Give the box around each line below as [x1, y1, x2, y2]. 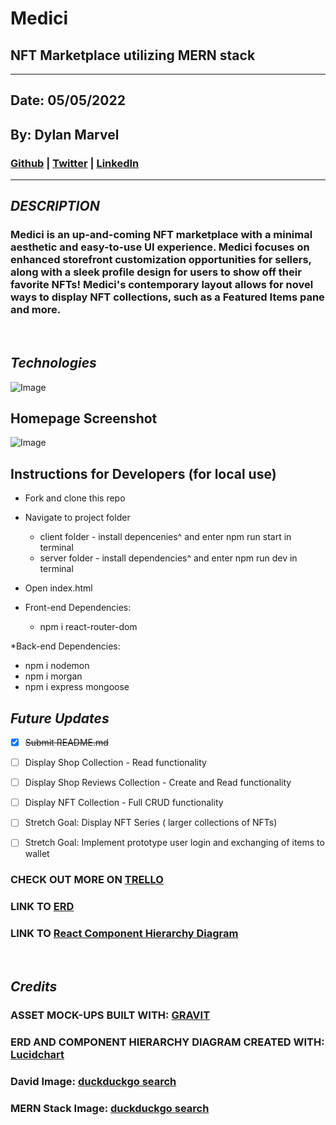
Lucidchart [10, 1047, 65, 1061]
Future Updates [10, 710, 110, 727]
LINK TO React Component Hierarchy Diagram [10, 927, 239, 941]
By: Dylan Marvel [10, 126, 120, 143]
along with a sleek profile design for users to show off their [10, 265, 302, 279]
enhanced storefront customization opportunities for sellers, [10, 253, 312, 267]
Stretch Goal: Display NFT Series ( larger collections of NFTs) [24, 817, 278, 829]
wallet [24, 848, 50, 860]
